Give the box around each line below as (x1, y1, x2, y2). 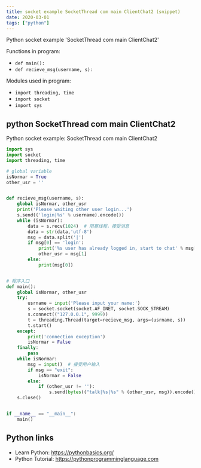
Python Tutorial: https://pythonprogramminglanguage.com (14, 455, 159, 462)
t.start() (28, 322, 52, 329)
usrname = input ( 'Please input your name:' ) (28, 300, 141, 307)
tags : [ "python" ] (6, 20, 50, 26)
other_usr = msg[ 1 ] (38, 251, 87, 257)
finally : (17, 345, 39, 351)
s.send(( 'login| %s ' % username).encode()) (17, 212, 124, 218)
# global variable (6, 168, 52, 174)
